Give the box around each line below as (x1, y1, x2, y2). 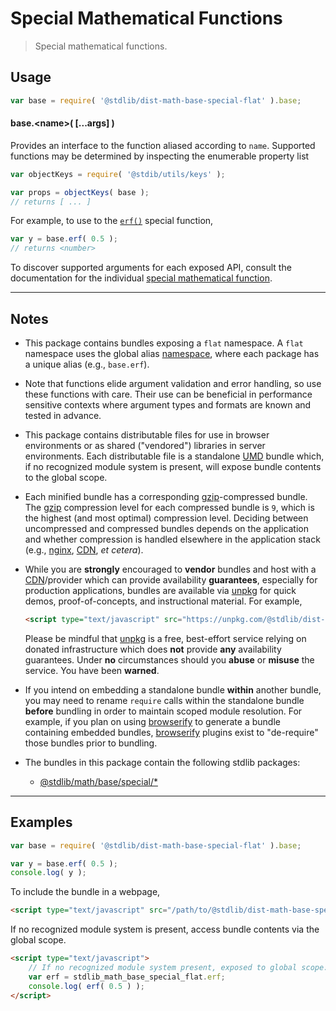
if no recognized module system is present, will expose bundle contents (24, 461, 322, 473)
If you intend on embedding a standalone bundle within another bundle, (24, 683, 322, 696)
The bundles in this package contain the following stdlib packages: (24, 756, 301, 768)
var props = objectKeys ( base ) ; (10, 187, 150, 197)
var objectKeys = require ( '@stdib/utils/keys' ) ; (10, 169, 226, 179)
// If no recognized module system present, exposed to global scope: (28, 963, 329, 973)
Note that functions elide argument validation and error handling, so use (24, 378, 322, 390)
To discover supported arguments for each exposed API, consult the (10, 262, 292, 274)
